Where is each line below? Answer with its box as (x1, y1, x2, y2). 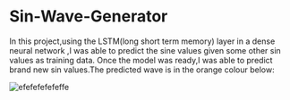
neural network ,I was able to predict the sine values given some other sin (9, 45, 282, 55)
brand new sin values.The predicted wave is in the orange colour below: (9, 64, 275, 75)
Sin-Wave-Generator (9, 6, 168, 27)
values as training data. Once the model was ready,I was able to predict (9, 54, 273, 65)
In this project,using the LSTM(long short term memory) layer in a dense (9, 36, 276, 46)
